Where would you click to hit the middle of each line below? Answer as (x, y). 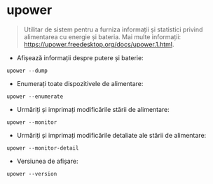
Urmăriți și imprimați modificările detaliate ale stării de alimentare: (111, 135)
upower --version (32, 174)
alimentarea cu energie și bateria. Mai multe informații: (102, 36)
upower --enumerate (35, 97)
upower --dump (27, 71)
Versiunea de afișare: (47, 161)
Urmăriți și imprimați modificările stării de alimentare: (93, 109)
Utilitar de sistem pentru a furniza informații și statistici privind (113, 29)
